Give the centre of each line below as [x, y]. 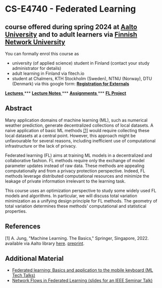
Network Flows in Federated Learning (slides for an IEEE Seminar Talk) [82, 281]
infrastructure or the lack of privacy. [41, 146]
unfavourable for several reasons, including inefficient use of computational [80, 141]
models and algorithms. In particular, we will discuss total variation [71, 196]
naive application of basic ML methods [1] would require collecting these [77, 130]
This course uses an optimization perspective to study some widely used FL [81, 190]
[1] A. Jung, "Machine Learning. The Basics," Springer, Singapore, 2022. [77, 238]
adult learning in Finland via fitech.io [48, 73]
